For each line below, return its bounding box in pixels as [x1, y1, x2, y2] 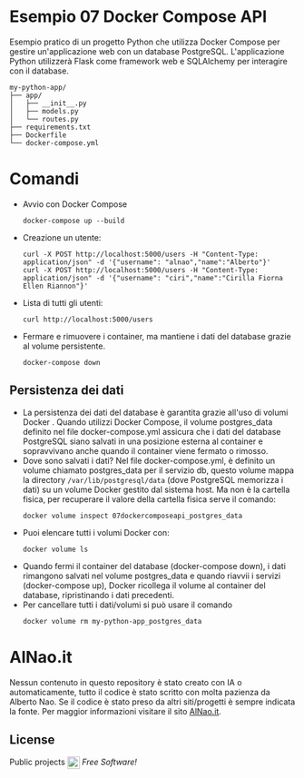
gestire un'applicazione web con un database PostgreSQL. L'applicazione [9, 45, 285, 56]
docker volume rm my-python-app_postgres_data [22, 616, 202, 625]
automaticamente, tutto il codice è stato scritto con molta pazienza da [9, 686, 270, 697]
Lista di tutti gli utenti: [22, 297, 103, 308]
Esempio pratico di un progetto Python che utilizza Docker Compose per [9, 36, 280, 47]
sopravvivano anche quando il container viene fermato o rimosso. [22, 445, 269, 456]
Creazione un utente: [22, 231, 102, 242]
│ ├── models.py [9, 106, 79, 115]
